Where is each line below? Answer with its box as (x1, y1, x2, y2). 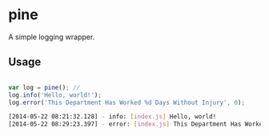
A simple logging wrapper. (8, 32, 95, 42)
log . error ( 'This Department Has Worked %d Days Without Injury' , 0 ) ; (8, 98, 246, 106)
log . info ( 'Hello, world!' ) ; (8, 90, 102, 99)
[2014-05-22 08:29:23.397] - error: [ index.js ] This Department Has (8, 120, 242, 129)
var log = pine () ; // (8, 83, 81, 91)
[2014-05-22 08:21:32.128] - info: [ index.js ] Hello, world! (8, 113, 217, 121)
